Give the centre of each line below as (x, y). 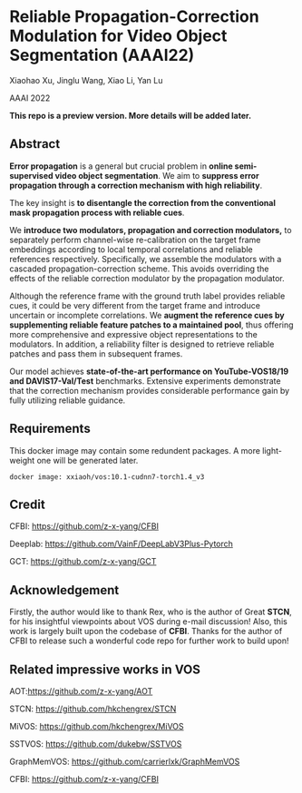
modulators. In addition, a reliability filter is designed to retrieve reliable (142, 344)
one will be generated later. (88, 460)
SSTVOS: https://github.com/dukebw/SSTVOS (96, 744)
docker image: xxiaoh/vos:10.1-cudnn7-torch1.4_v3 (107, 477)
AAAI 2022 (30, 98)
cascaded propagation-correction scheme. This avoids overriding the (139, 269)
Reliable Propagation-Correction (135, 17)
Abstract (35, 144)
